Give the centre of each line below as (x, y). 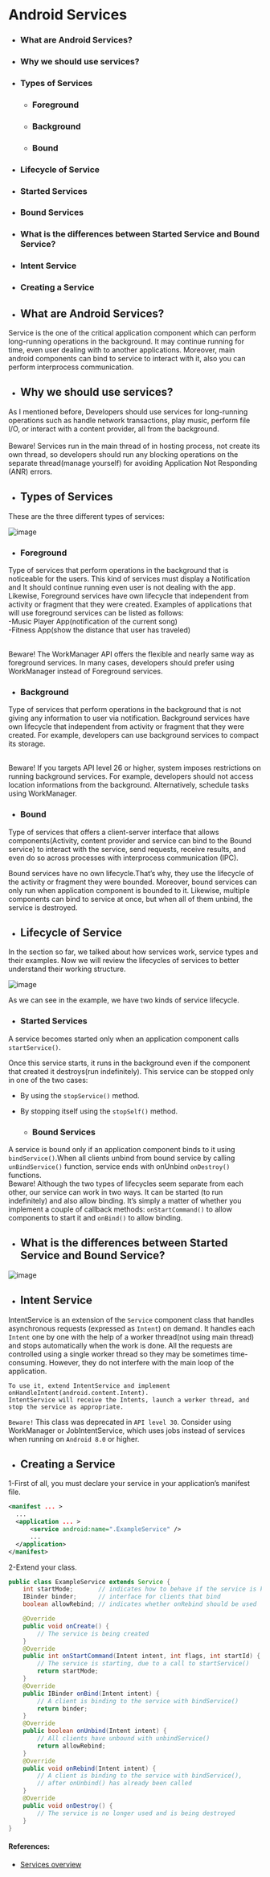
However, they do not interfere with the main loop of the (141, 1362)
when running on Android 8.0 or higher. (74, 1439)
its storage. (27, 744)
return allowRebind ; (72, 1746)
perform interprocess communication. (71, 367)
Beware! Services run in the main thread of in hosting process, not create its (134, 446)
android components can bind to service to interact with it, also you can (127, 359)
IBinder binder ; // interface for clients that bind (122, 1597)
